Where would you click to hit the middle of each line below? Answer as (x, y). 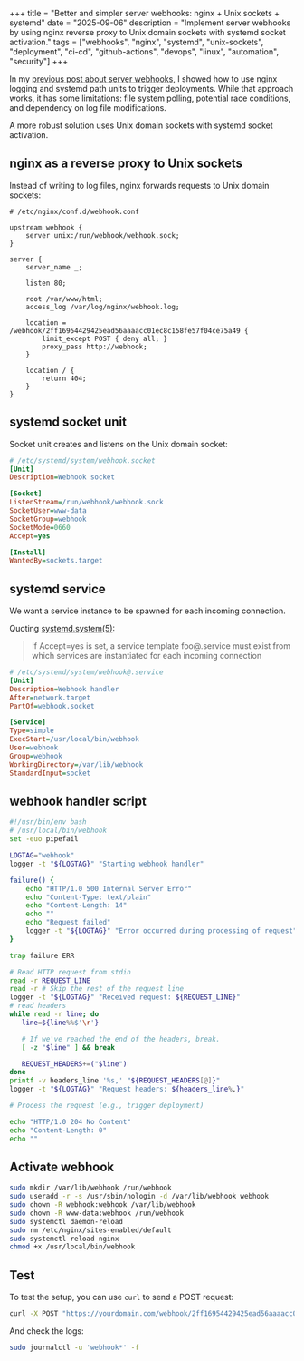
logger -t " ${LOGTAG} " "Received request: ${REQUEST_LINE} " (125, 997)
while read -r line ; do (54, 1014)
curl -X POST (34, 1314)
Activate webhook (62, 1166)
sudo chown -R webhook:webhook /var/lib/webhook (103, 1205)
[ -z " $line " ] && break (68, 1047)
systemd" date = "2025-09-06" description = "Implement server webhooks (150, 23)
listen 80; (46, 283)
